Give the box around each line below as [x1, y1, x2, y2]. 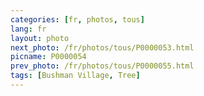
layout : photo [10, 33, 70, 43]
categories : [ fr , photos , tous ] [10, 14, 145, 25]
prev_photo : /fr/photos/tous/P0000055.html [10, 61, 195, 71]
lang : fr [10, 24, 47, 34]
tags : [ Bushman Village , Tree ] [10, 71, 141, 81]
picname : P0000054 [10, 52, 87, 62]
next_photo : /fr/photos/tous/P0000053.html [10, 42, 195, 53]
